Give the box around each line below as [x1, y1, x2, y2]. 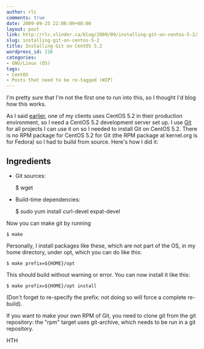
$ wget [15, 184, 34, 191]
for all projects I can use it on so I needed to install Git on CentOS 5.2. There [6, 125, 197, 133]
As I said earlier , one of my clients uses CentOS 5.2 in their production [6, 112, 183, 120]
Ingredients [6, 156, 51, 166]
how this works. [6, 100, 46, 108]
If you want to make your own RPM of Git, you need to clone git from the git [6, 312, 197, 319]
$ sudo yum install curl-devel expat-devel [15, 207, 120, 215]
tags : [6, 65, 20, 72]
